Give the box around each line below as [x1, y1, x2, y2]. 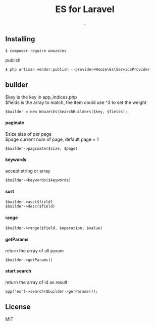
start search [5, 268, 32, 274]
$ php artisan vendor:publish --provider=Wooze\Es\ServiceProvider [5, 67, 150, 72]
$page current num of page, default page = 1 [5, 136, 99, 142]
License [5, 303, 31, 311]
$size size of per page [5, 131, 52, 137]
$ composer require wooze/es [5, 48, 67, 53]
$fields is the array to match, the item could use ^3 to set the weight [5, 99, 147, 105]
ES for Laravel [55, 4, 115, 15]
